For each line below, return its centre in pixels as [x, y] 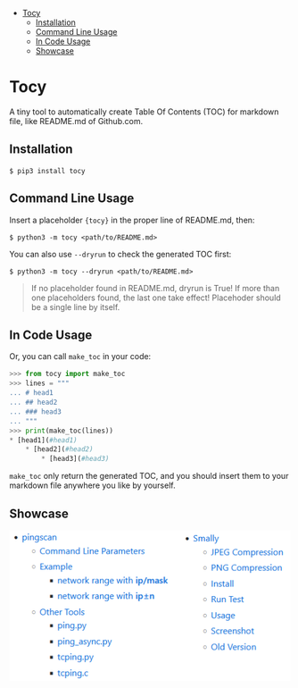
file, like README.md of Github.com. [76, 121]
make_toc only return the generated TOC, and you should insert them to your [149, 476]
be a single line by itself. [75, 306]
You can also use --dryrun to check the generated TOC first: [120, 254]
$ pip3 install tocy [48, 171]
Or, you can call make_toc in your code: [80, 357]
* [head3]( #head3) [75, 459]
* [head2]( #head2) [59, 449]
